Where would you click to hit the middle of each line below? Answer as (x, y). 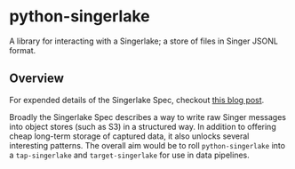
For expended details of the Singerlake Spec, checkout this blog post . (137, 100)
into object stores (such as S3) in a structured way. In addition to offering (143, 126)
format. (23, 50)
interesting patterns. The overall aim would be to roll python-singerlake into (147, 145)
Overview (37, 79)
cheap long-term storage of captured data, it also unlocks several (129, 136)
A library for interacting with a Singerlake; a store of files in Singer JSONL (144, 41)
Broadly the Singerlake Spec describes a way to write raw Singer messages (148, 117)
